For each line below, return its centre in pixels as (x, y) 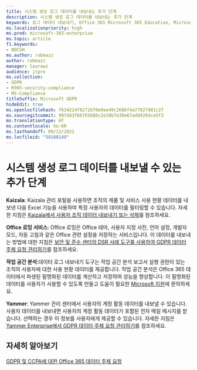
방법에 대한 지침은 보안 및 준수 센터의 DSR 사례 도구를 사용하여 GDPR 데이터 (99, 242)
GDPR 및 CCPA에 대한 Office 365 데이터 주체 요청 (64, 361)
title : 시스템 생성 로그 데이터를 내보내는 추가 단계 (61, 11)
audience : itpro (26, 72)
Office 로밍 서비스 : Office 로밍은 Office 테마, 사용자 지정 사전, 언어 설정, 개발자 (97, 227)
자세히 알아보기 (32, 346)
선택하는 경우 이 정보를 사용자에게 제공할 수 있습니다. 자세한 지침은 (99, 318)
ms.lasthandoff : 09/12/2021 (40, 132)
